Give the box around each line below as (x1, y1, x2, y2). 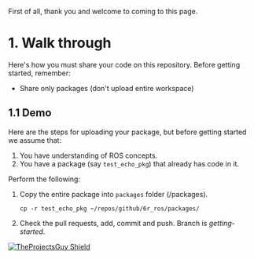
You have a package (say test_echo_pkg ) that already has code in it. (19, 159, 240, 168)
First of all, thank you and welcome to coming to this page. (8, 7, 198, 16)
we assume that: (8, 135, 61, 144)
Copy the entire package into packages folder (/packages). (19, 189, 208, 199)
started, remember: (8, 68, 71, 78)
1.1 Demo (8, 106, 52, 120)
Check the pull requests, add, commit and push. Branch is (19, 218, 208, 228)
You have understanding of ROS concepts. (19, 151, 158, 160)
